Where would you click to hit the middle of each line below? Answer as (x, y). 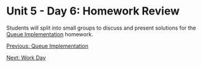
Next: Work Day (26, 57)
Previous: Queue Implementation (47, 46)
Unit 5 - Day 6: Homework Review (93, 11)
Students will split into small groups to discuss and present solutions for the (101, 28)
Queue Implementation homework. (50, 34)
